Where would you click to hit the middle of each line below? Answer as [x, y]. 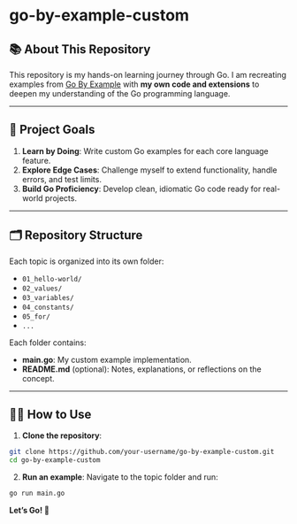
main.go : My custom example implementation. [107, 359]
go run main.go [37, 493]
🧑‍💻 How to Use [50, 415]
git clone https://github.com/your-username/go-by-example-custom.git [142, 452]
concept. [38, 378]
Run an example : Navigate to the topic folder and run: [120, 477]
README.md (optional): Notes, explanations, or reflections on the [142, 369]
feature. [36, 160]
